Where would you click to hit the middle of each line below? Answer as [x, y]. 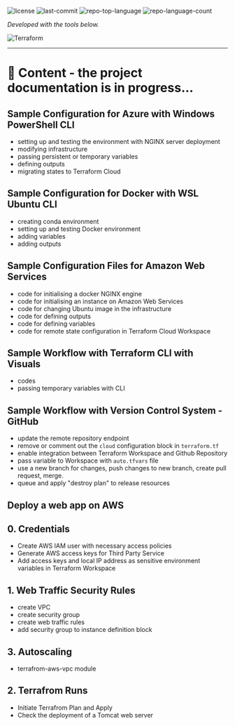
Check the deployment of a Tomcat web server [85, 715]
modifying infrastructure [52, 149]
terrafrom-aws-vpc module [57, 669]
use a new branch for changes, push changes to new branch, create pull [122, 468]
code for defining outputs [54, 316]
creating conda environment [58, 221]
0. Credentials [38, 529]
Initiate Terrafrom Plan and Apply [65, 707]
